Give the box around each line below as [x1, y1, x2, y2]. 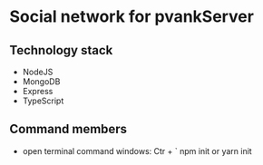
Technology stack [9, 43, 113, 58]
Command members [9, 121, 128, 137]
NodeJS [22, 66, 54, 77]
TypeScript [22, 95, 64, 106]
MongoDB [22, 76, 61, 87]
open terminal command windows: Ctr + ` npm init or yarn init [22, 145, 252, 156]
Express [22, 86, 54, 96]
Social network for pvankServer [9, 6, 254, 27]
